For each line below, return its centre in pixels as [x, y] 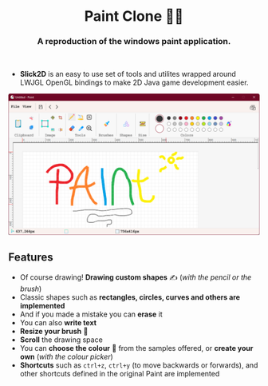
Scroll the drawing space [61, 340]
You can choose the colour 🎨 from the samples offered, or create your [136, 348]
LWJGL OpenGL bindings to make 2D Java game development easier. [134, 82]
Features [31, 258]
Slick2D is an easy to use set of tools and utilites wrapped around [128, 74]
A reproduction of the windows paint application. [134, 42]
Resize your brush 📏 [54, 331]
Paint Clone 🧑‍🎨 [134, 16]
